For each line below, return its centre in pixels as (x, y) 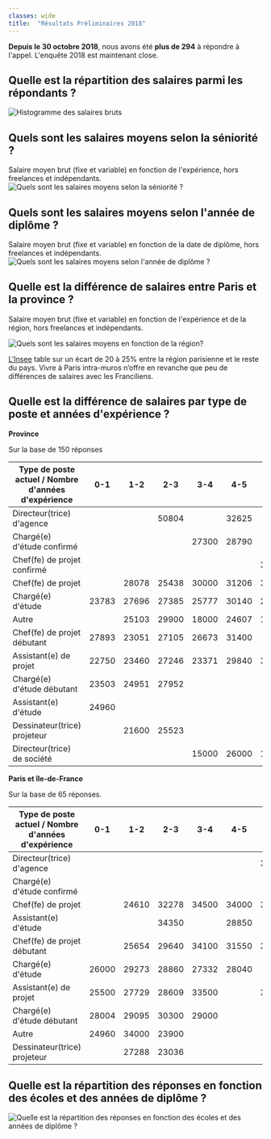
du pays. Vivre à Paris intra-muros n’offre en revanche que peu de (118, 368)
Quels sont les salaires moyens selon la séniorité (133, 138)
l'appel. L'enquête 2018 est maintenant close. (83, 55)
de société (32, 759)
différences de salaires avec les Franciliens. (81, 376)
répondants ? (42, 92)
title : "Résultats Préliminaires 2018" (77, 23)
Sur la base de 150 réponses (56, 449)
